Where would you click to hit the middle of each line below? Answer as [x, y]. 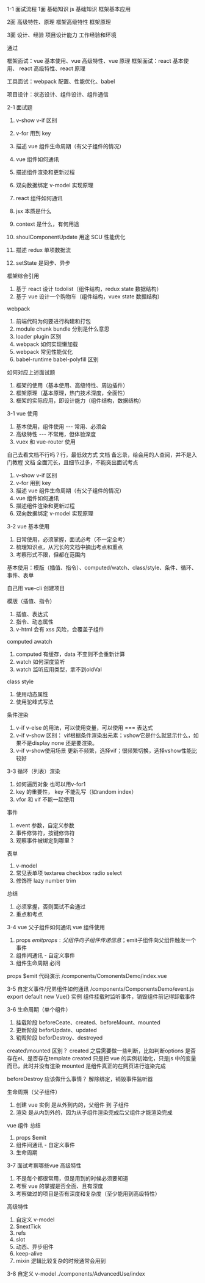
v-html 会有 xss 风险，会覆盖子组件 [60, 629]
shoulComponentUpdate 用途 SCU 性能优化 [70, 237]
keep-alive [29, 1253]
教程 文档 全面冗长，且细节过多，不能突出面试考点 [75, 462]
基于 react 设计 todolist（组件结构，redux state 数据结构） [89, 289]
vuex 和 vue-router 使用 [45, 442]
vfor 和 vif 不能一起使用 [45, 799]
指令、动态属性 [34, 622]
